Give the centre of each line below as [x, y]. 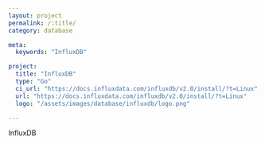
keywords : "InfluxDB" [51, 53]
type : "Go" [33, 81]
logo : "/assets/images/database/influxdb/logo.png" [103, 103]
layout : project [35, 16]
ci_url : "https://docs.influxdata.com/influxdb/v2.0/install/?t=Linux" [137, 88]
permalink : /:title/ [43, 23]
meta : [17, 45]
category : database [41, 30]
